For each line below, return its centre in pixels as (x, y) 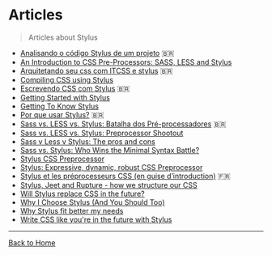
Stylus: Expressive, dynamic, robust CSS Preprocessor (111, 167)
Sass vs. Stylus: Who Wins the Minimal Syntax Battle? (110, 150)
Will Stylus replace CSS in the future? (82, 193)
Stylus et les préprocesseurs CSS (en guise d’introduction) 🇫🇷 (125, 176)
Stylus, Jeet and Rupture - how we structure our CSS (109, 185)
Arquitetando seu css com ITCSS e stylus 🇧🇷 (96, 70)
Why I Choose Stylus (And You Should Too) (92, 202)
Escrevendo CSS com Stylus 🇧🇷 (75, 88)
